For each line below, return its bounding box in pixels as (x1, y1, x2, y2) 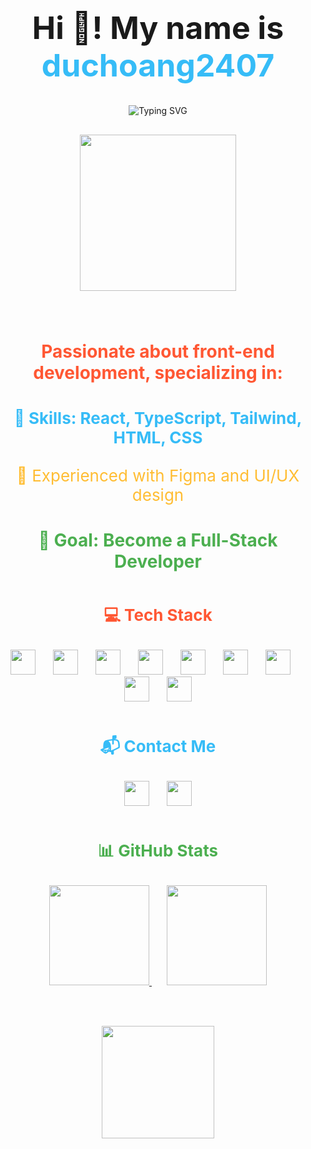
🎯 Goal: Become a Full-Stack (38, 529, 278, 551)
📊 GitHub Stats (97, 840, 219, 861)
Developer (114, 550, 202, 573)
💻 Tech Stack (103, 604, 213, 625)
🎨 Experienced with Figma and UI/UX (16, 465, 300, 486)
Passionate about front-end (41, 340, 275, 363)
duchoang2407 (41, 46, 275, 84)
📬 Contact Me (99, 735, 217, 756)
